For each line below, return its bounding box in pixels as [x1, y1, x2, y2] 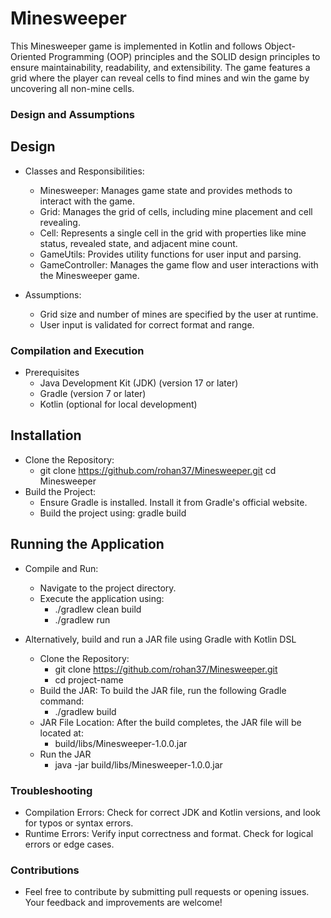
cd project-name [54, 673, 124, 686]
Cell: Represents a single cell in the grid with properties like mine [39, 227, 307, 239]
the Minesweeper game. [39, 269, 140, 281]
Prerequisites [24, 366, 80, 378]
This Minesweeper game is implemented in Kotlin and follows [10, 40, 263, 52]
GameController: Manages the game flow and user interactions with [39, 258, 319, 271]
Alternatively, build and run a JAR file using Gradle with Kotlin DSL [24, 633, 297, 645]
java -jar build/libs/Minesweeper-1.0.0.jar [54, 758, 223, 771]
